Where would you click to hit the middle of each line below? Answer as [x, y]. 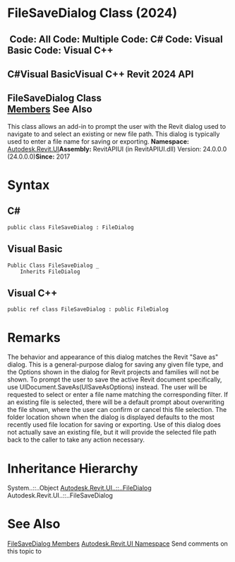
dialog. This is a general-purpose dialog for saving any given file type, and [115, 365]
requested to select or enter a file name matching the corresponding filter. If [117, 395]
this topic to [25, 551]
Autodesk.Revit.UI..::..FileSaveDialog [60, 495]
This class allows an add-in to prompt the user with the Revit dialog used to [117, 126]
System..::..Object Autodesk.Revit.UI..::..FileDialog [79, 488]
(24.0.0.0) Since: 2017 [39, 156]
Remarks [34, 337]
